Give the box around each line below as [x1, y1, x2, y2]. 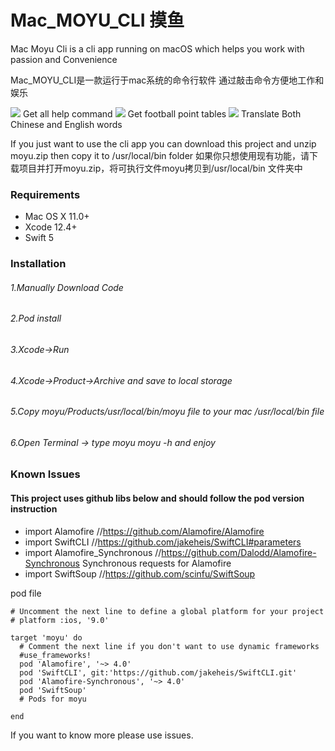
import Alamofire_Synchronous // [24, 546, 162, 558]
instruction [10, 503, 58, 515]
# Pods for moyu [19, 694, 87, 704]
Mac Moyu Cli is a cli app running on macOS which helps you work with [10, 42, 305, 55]
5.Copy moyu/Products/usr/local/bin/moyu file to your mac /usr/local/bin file [10, 406, 325, 418]
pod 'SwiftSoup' [19, 685, 87, 695]
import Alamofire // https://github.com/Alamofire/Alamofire [24, 525, 265, 537]
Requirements [10, 187, 81, 201]
